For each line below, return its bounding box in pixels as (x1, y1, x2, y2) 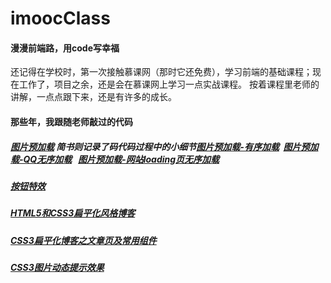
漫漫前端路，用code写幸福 (10, 42, 120, 54)
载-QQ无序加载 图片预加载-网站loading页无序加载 (10, 153, 220, 165)
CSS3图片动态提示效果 (10, 262, 105, 274)
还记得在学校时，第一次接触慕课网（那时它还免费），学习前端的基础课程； (10, 66, 313, 78)
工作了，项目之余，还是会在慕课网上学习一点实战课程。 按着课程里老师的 (18, 78, 320, 91)
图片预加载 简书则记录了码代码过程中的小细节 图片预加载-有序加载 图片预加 (10, 140, 319, 152)
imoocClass (10, 7, 111, 30)
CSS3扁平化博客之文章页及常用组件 (10, 234, 157, 246)
